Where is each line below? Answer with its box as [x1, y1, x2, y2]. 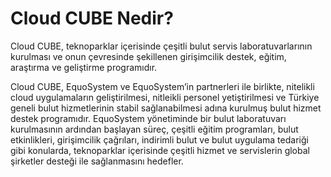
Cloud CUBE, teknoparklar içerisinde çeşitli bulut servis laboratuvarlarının [10, 40, 313, 52]
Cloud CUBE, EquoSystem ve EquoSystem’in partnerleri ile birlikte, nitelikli [10, 80, 315, 92]
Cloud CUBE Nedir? [10, 7, 174, 30]
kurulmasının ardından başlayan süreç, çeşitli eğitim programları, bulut [10, 123, 299, 135]
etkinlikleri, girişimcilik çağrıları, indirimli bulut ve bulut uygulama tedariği [10, 133, 309, 146]
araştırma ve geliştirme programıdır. [10, 61, 158, 73]
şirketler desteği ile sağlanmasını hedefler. [10, 155, 184, 167]
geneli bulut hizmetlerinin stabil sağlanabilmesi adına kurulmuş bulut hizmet [10, 102, 322, 114]
